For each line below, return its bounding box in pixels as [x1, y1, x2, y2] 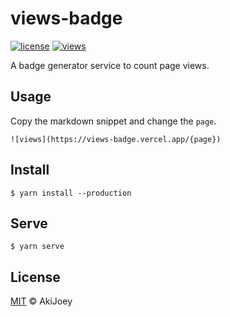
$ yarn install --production [10, 188, 132, 198]
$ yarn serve [10, 242, 65, 252]
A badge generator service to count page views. [10, 59, 210, 71]
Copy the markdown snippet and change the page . [10, 115, 217, 127]
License [10, 268, 61, 286]
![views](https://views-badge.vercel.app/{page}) [10, 134, 222, 144]
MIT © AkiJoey [10, 295, 73, 307]
